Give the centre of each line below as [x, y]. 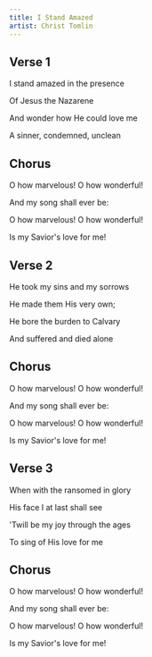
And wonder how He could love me [73, 118]
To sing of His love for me [56, 542]
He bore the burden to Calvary [65, 321]
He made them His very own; [62, 304]
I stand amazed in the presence [67, 84]
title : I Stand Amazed [51, 17]
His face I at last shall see [56, 507]
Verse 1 [30, 62]
